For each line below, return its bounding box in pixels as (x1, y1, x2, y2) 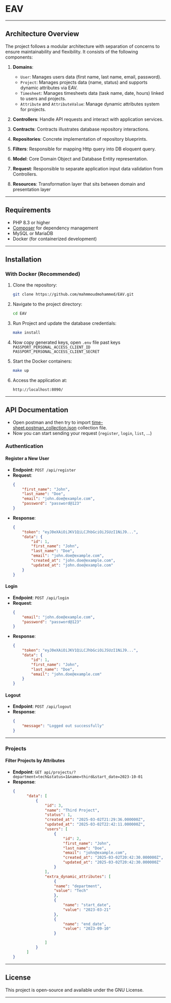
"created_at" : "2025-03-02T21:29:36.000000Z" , (45, 817, 146, 822)
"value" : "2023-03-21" (63, 907, 111, 912)
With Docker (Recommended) (5, 270, 80, 277)
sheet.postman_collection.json (12, 424, 77, 431)
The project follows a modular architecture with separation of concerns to (5, 43, 160, 49)
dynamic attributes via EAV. (20, 85, 78, 91)
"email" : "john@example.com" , (63, 850, 127, 856)
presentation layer (12, 186, 51, 192)
